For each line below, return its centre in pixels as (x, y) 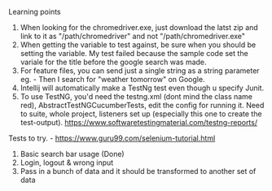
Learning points (35, 12)
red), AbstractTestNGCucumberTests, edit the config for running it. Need (142, 105)
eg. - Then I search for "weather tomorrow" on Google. (112, 79)
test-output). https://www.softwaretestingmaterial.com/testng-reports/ (139, 122)
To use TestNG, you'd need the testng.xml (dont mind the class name (136, 96)
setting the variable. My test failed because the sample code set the (134, 53)
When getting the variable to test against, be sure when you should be (138, 45)
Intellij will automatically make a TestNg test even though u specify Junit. (142, 88)
